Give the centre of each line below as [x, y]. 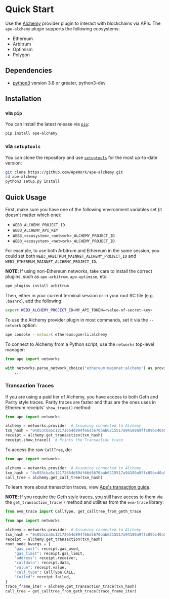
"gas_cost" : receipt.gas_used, [47, 549]
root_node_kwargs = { [28, 544]
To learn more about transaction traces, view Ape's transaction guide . [78, 487]
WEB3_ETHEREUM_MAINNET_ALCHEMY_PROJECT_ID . [51, 261]
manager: [15, 349]
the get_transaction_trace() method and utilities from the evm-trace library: [84, 502]
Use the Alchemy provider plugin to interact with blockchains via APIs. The [83, 23]
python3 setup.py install [32, 182]
